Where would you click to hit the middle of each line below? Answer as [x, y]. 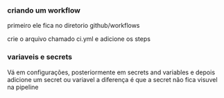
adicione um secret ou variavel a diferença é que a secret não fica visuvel [112, 79]
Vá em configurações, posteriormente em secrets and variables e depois [111, 72]
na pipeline [23, 87]
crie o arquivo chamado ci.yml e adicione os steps [79, 39]
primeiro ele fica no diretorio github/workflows [74, 26]
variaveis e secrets [40, 57]
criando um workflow [44, 10]
